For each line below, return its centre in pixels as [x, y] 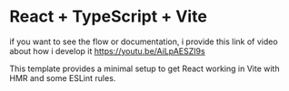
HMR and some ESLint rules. [63, 77]
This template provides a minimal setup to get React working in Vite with [144, 68]
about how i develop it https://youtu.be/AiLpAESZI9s [108, 50]
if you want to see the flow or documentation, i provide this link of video [144, 41]
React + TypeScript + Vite [108, 17]
